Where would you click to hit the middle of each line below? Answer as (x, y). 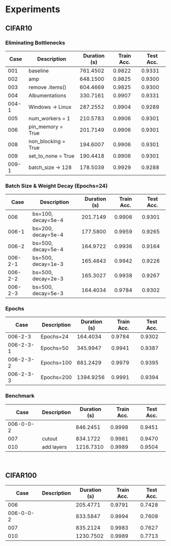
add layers (54, 447)
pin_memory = (46, 127)
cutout (50, 439)
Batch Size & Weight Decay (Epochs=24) (56, 186)
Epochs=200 (56, 378)
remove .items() (48, 87)
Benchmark (20, 396)
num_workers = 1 (49, 118)
